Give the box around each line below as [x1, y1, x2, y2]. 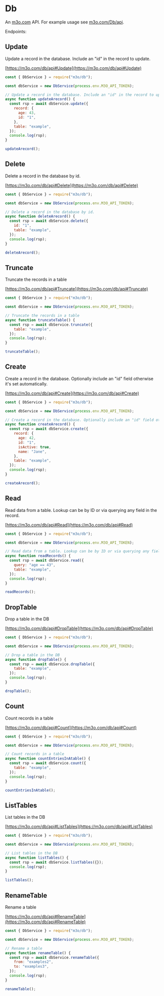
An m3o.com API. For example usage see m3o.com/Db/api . [5, 19, 124, 25]
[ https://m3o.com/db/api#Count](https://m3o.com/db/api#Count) [5, 724, 137, 730]
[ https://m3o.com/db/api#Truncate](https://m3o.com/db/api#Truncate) [5, 286, 148, 292]
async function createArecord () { [5, 422, 76, 427]
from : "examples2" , [14, 959, 54, 965]
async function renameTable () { [5, 951, 71, 955]
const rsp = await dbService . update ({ [9, 101, 89, 106]
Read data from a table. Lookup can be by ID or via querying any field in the [5, 507, 157, 513]
